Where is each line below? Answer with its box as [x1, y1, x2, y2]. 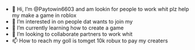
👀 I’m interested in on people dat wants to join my [11, 18, 133, 25]
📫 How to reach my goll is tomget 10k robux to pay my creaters [11, 37, 168, 44]
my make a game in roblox [11, 12, 77, 19]
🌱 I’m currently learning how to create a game [11, 24, 124, 31]
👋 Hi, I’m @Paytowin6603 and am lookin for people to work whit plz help [11, 6, 189, 12]
